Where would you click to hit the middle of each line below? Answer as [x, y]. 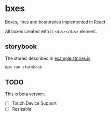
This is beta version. [25, 94]
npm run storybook [23, 67]
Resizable [22, 109]
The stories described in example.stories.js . [48, 58]
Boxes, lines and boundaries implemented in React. [56, 22]
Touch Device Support [34, 103]
